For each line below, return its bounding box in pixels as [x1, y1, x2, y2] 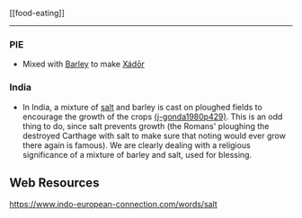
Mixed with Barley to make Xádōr [22, 58, 146, 70]
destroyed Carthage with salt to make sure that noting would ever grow [22, 130, 286, 141]
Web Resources [9, 175, 100, 190]
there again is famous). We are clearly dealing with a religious [22, 139, 252, 151]
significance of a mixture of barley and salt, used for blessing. [22, 149, 253, 160]
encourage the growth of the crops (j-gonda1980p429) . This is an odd [22, 111, 283, 122]
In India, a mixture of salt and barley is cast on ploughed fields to [22, 101, 262, 112]
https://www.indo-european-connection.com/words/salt [9, 199, 218, 210]
